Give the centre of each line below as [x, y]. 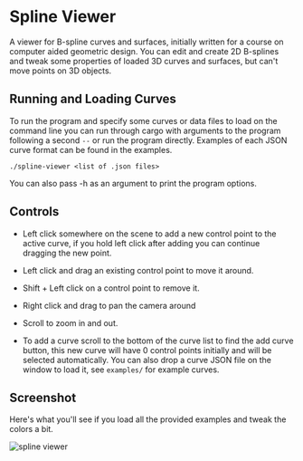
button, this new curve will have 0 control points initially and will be [147, 350]
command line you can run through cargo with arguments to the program [145, 130]
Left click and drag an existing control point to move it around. [138, 270]
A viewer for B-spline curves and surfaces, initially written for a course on [147, 42]
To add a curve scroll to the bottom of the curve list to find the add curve [158, 341]
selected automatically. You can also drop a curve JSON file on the [147, 360]
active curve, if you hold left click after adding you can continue [141, 243]
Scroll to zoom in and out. [70, 322]
